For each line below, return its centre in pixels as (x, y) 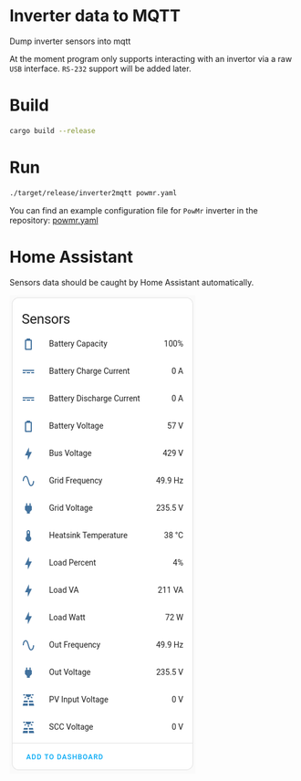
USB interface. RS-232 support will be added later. (100, 68)
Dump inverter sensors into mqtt (70, 41)
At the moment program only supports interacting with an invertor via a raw (151, 58)
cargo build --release (52, 130)
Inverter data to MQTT (95, 16)
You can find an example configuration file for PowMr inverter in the (134, 210)
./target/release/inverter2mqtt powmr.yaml (93, 193)
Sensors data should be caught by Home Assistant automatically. (132, 282)
